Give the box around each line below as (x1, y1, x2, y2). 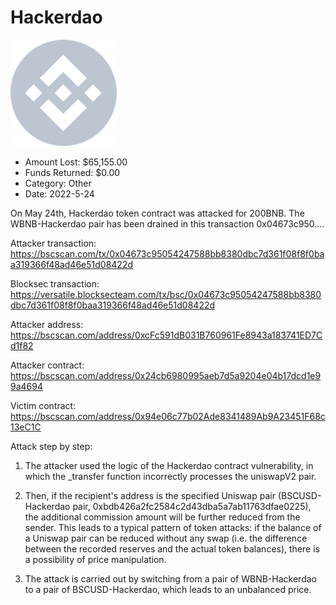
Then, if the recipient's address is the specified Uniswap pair (24, 489, 276, 501)
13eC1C (10, 421, 42, 433)
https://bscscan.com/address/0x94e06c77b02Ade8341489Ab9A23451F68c (10, 410, 326, 422)
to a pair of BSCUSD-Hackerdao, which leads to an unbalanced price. (24, 583, 312, 595)
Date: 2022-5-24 (24, 187, 95, 200)
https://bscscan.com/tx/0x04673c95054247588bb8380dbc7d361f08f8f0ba (10, 247, 325, 260)
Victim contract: (10, 399, 77, 411)
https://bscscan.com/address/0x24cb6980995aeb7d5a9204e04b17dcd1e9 (10, 369, 322, 381)
